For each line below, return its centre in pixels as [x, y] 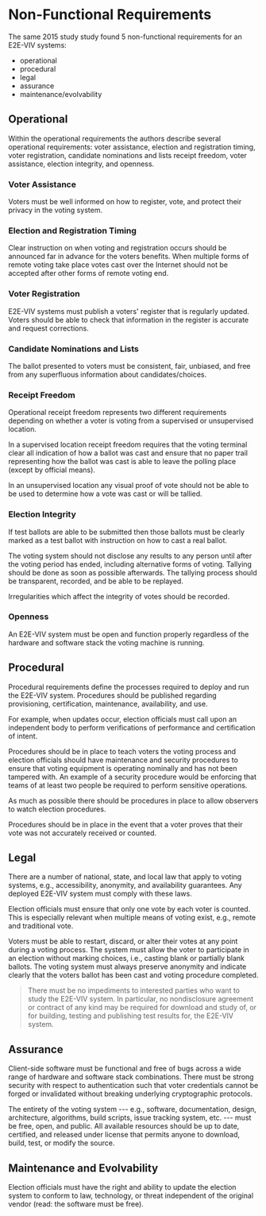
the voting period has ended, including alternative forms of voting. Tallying [130, 564]
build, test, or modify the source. [62, 1143]
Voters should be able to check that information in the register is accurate [128, 319]
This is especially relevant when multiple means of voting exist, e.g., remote [132, 918]
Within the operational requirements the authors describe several [114, 138]
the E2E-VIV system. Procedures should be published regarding [112, 695]
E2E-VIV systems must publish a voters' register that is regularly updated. [129, 311]
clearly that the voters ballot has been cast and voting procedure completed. [133, 975]
